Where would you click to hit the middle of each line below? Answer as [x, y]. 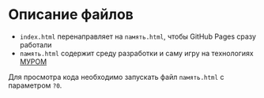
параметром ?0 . [35, 85]
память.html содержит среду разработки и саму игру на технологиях [137, 53]
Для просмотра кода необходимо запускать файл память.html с [116, 77]
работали [36, 44]
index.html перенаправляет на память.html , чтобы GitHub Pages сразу [138, 36]
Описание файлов [71, 15]
